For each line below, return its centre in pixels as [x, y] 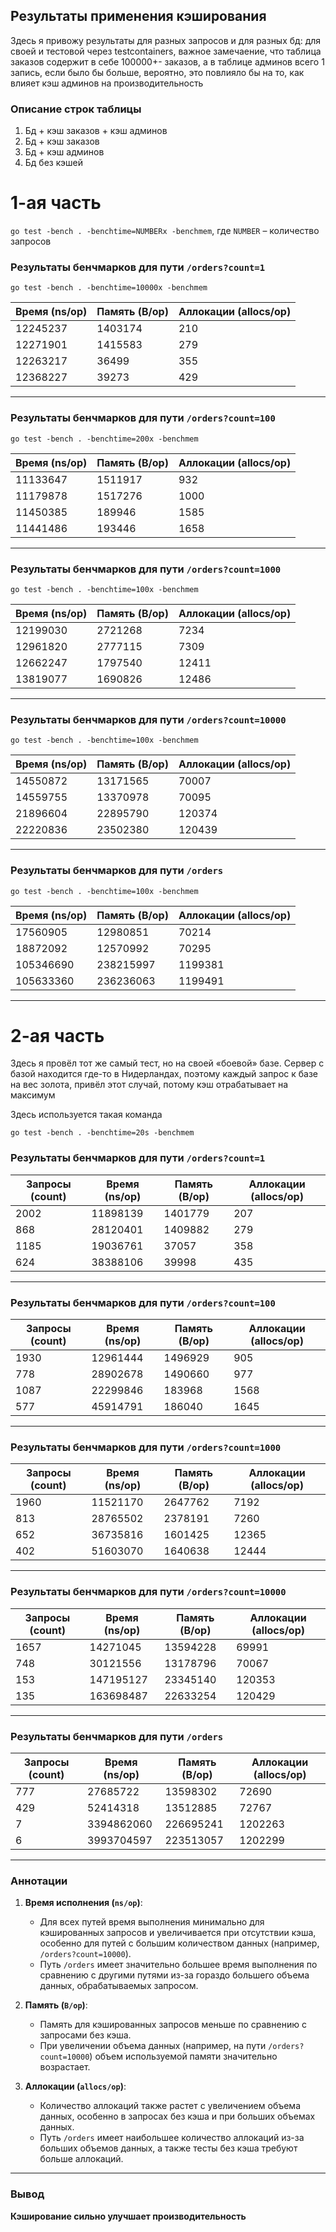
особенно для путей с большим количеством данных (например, [179, 1943]
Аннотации [39, 1881]
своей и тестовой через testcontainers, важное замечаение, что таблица [166, 51]
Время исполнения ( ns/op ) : [83, 1903]
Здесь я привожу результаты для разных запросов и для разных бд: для [166, 40]
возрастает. [65, 2067]
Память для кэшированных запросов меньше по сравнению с [173, 2025]
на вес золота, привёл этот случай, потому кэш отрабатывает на [149, 1085]
